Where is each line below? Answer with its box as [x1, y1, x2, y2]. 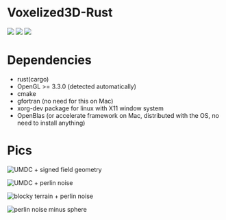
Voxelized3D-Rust [7, 5, 113, 21]
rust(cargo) [16, 75, 49, 83]
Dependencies [7, 53, 92, 68]
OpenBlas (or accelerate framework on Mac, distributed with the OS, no [16, 111, 219, 119]
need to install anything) [16, 119, 86, 127]
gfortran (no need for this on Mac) [16, 97, 114, 105]
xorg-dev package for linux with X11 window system [16, 104, 164, 112]
